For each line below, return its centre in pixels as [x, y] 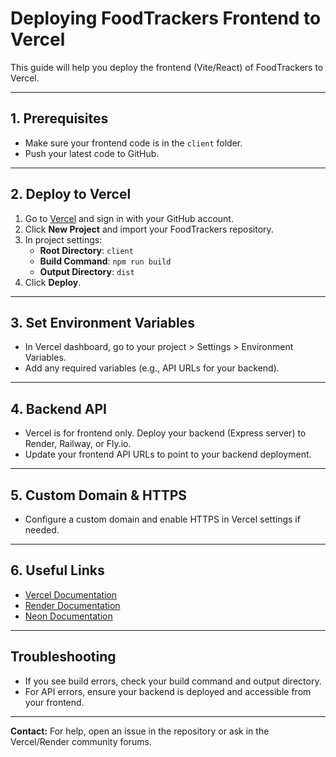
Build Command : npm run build [105, 261]
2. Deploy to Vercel [71, 194]
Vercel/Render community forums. [81, 741]
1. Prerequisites [59, 118]
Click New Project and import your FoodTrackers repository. [149, 229]
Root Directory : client [86, 250]
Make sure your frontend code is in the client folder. [133, 143]
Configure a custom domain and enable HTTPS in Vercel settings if [162, 519]
